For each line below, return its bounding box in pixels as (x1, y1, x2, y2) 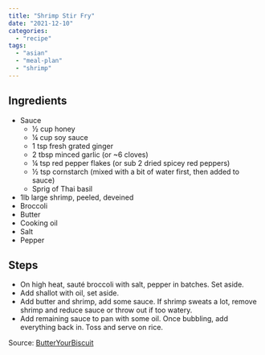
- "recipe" (15, 34, 52, 43)
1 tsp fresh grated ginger (31, 141, 114, 151)
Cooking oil (19, 218, 58, 228)
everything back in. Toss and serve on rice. (19, 323, 163, 332)
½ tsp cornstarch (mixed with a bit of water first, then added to (31, 167, 239, 176)
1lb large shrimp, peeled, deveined (19, 192, 134, 202)
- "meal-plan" (15, 57, 63, 65)
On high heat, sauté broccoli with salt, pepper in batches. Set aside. (19, 279, 245, 290)
